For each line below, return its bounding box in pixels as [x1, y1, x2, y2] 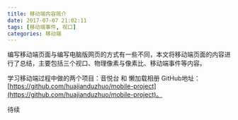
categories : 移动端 [7, 30, 62, 37]
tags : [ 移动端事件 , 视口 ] [7, 23, 76, 30]
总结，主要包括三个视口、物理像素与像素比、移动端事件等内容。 [19, 59, 206, 68]
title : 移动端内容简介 [7, 10, 67, 18]
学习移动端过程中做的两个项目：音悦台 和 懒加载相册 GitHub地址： [7, 74, 200, 83]
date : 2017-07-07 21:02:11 [7, 17, 87, 24]
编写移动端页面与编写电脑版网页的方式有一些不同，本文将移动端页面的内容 [7, 50, 225, 59]
